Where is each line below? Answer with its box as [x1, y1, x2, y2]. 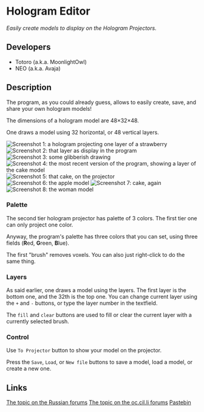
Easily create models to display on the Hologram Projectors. [6, 24, 157, 32]
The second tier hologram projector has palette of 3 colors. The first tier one [6, 214, 197, 222]
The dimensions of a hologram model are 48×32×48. [6, 117, 140, 124]
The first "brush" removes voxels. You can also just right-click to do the [6, 251, 185, 258]
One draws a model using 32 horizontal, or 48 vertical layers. [6, 128, 159, 136]
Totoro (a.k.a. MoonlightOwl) [15, 58, 87, 65]
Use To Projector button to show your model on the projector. [6, 347, 162, 354]
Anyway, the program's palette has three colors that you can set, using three [6, 232, 198, 240]
